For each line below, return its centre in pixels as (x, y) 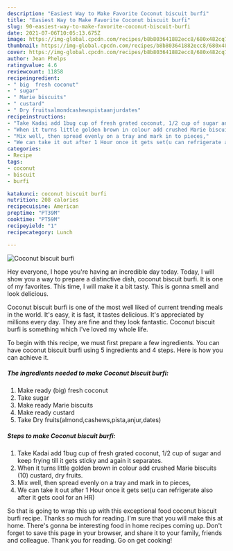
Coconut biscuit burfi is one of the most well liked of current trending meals (115, 307)
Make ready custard (46, 412)
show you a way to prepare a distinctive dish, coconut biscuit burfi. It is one (115, 279)
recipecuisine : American (43, 207)
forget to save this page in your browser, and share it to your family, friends (115, 533)
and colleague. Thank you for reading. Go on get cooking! (90, 541)
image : (17, 40)
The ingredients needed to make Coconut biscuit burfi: (88, 373)
